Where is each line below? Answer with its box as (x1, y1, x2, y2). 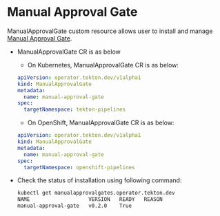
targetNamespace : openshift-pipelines (23, 164, 135, 171)
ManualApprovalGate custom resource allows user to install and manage (7, 27, 213, 35)
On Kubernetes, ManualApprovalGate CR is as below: (27, 61, 179, 69)
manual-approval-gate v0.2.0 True (17, 202, 132, 210)
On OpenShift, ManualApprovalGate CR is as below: (27, 118, 174, 127)
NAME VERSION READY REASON (17, 196, 163, 203)
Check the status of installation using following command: (17, 176, 182, 184)
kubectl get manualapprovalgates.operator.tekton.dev (17, 190, 175, 197)
